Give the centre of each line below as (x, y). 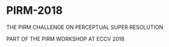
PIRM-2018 (35, 11)
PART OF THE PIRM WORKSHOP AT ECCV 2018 (65, 39)
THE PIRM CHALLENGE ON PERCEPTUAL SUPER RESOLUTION (85, 27)
